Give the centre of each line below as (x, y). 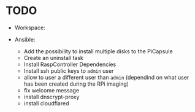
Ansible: (25, 39)
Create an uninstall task (54, 58)
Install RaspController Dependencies (70, 64)
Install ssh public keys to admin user (69, 70)
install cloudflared (46, 103)
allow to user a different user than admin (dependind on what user (106, 77)
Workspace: (30, 28)
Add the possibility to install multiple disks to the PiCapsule (98, 51)
